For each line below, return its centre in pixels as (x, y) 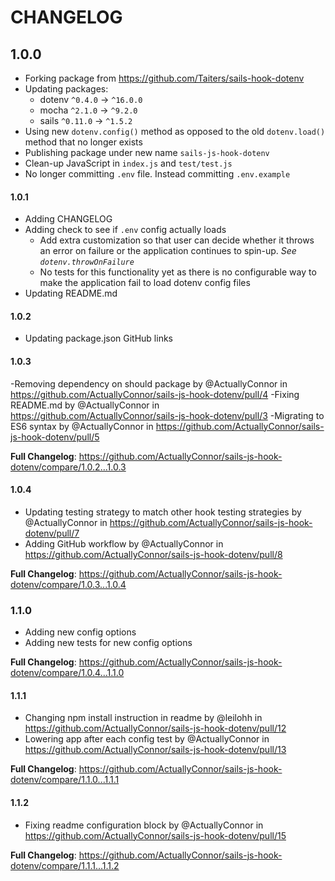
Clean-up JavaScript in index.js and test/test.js (128, 163)
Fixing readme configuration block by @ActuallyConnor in (144, 825)
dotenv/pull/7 (52, 533)
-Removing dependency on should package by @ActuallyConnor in (149, 383)
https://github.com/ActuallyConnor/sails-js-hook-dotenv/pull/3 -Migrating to (167, 415)
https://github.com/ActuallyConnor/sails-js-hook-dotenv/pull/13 (155, 750)
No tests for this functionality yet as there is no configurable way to (178, 272)
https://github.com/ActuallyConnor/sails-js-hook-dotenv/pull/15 (155, 835)
